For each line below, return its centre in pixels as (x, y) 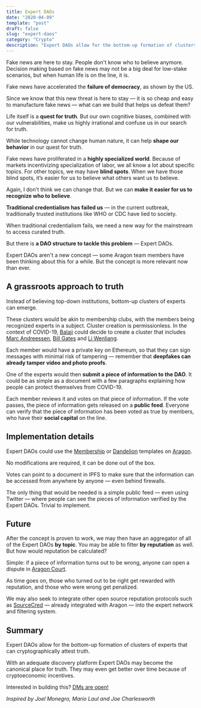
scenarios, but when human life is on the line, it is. (68, 75)
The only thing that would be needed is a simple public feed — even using (97, 492)
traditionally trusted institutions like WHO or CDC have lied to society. (92, 214)
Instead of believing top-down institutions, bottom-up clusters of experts (96, 301)
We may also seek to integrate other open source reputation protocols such (99, 599)
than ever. (19, 268)
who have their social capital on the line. (57, 418)
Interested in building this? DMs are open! (57, 687)
